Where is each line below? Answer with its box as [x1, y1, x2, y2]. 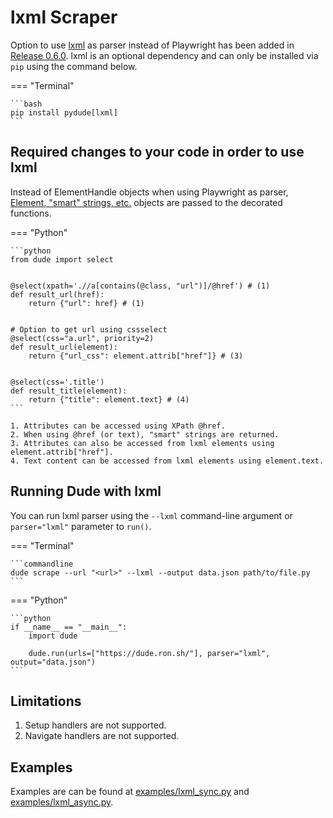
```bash [10, 99, 43, 109]
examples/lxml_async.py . [10, 796, 114, 808]
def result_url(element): [10, 342, 118, 352]
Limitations [10, 692, 82, 710]
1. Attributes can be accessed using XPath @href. [10, 421, 226, 431]
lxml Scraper [10, 6, 118, 29]
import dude [28, 631, 78, 641]
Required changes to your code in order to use [10, 144, 305, 161]
